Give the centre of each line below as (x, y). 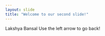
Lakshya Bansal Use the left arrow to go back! (53, 28)
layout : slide (20, 10)
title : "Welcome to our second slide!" (47, 14)
